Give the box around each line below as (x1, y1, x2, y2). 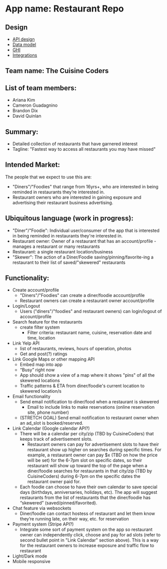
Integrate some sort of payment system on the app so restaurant (19, 526, 153, 532)
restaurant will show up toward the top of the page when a (27, 463, 148, 469)
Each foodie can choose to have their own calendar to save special (19, 484, 158, 490)
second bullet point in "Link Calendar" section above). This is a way (19, 537, 159, 543)
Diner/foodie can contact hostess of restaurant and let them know (19, 510, 156, 516)
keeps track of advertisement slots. (19, 436, 93, 442)
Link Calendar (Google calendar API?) (12, 425, 90, 431)
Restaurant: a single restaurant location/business (12, 248, 113, 254)
